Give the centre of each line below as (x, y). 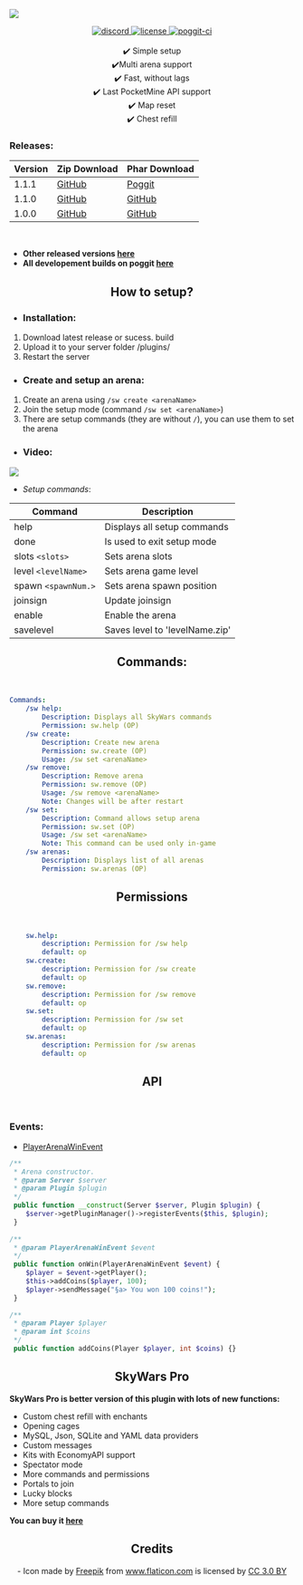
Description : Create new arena (101, 742)
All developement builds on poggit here (98, 264)
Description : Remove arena (93, 776)
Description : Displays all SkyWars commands (127, 717)
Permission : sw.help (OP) (91, 726)
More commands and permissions (86, 1474)
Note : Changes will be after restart (113, 801)
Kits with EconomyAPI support (79, 1455)
